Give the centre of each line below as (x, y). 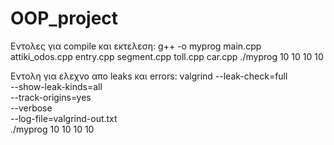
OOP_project (64, 18)
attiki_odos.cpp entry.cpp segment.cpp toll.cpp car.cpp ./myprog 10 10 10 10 (167, 56)
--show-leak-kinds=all (56, 86)
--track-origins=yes (51, 97)
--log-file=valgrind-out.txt (64, 118)
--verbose (31, 108)
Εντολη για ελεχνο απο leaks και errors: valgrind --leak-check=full (149, 76)
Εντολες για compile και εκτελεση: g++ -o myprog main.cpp (136, 46)
